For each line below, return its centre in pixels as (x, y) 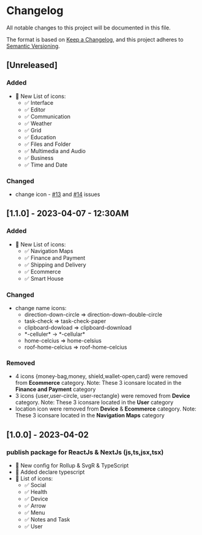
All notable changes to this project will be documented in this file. (89, 28)
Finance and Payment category (55, 389)
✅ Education (40, 137)
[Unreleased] (32, 65)
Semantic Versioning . (33, 46)
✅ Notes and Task (47, 519)
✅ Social (35, 485)
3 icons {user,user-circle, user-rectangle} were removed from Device (103, 396)
